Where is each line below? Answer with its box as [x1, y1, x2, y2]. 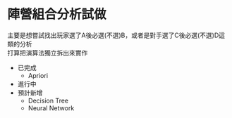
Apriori [28, 71, 48, 79]
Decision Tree [28, 96, 69, 105]
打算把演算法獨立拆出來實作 [7, 48, 88, 57]
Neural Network [28, 103, 75, 112]
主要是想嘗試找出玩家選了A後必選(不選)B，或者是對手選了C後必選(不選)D [7, 31, 219, 39]
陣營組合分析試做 [7, 6, 107, 22]
